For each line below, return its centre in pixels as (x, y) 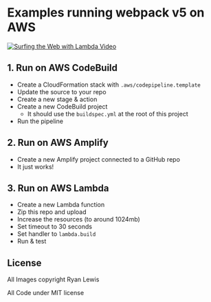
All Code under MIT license (46, 293)
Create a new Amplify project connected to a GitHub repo (99, 159)
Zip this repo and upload (52, 212)
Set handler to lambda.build (56, 234)
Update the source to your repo (62, 91)
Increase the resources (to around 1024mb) (79, 219)
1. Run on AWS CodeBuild (63, 68)
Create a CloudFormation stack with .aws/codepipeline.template (109, 85)
